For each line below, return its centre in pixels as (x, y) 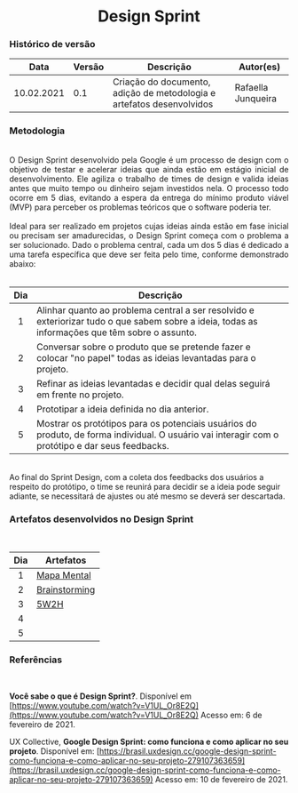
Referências (36, 660)
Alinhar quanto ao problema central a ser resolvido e (145, 310)
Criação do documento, (161, 82)
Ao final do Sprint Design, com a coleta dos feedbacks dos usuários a (137, 477)
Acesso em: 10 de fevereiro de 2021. (221, 780)
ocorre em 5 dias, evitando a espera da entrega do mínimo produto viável (149, 197)
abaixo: (23, 263)
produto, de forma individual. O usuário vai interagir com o (158, 435)
